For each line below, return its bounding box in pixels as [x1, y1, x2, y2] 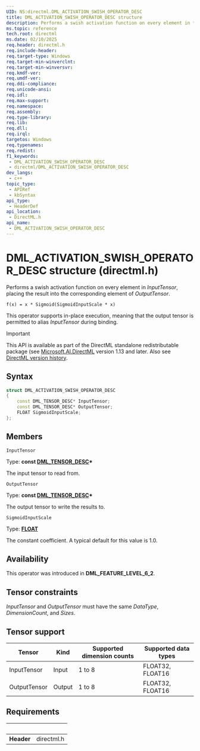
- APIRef [8, 186, 31, 192]
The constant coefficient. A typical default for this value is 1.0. [6, 537, 158, 544]
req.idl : [6, 92, 28, 98]
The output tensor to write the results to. [6, 503, 105, 510]
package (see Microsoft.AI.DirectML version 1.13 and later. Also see [6, 348, 171, 355]
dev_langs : [6, 170, 33, 176]
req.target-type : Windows [6, 53, 70, 59]
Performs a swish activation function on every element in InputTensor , [6, 283, 179, 290]
